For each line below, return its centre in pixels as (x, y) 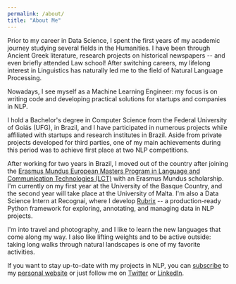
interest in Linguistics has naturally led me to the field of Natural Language (115, 70)
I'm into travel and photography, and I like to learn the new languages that (114, 229)
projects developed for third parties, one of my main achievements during (114, 142)
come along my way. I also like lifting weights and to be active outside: (109, 237)
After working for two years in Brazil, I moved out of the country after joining (118, 163)
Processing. (25, 77)
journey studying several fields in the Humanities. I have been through (109, 48)
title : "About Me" (34, 20)
